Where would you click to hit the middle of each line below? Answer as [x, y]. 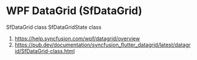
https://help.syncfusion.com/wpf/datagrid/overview [77, 38]
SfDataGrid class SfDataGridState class [54, 27]
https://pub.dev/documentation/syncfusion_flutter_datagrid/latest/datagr [103, 45]
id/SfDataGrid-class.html [45, 51]
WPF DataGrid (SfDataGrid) [74, 11]
